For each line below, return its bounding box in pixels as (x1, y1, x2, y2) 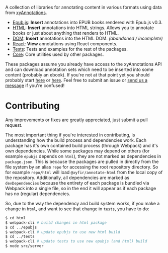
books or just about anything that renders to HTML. (12, 30, 119, 36)
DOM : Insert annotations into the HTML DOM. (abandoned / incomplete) (12, 35, 163, 41)
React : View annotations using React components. (12, 41, 118, 47)
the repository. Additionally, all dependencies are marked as (5, 175, 130, 181)
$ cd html (5, 215, 26, 220)
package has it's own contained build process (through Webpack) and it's (5, 142, 158, 148)
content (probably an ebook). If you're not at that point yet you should (5, 72, 150, 77)
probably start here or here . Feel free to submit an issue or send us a (5, 77, 148, 83)
